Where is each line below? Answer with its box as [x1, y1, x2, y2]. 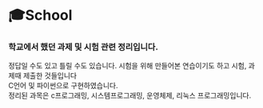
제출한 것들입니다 [22, 71, 78, 80]
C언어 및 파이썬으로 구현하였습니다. [8, 81, 118, 91]
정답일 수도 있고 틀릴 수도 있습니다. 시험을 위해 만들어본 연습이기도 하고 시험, [8, 61, 247, 71]
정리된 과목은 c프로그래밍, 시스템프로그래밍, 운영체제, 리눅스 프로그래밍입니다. [8, 91, 252, 100]
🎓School [8, 6, 73, 25]
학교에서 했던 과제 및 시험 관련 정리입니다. [8, 41, 158, 52]
